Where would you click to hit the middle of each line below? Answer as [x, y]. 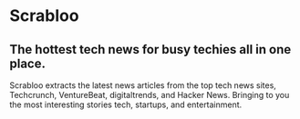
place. [27, 63]
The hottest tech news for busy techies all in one [150, 50]
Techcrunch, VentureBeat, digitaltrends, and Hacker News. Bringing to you [150, 95]
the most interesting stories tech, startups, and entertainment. [126, 104]
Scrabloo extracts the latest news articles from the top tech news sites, [143, 85]
